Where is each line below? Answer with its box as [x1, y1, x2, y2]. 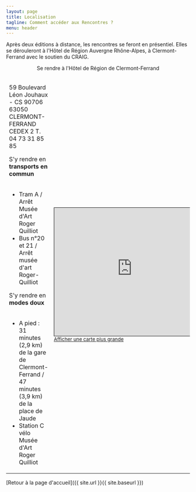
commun [9, 170, 34, 178]
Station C [19, 422, 44, 430]
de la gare [19, 348, 47, 357]
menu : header [6, 25, 38, 31]
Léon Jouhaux [9, 91, 48, 99]
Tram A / [19, 190, 43, 199]
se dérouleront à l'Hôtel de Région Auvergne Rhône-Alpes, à [6, 47, 151, 54]
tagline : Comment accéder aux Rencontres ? [6, 19, 114, 25]
